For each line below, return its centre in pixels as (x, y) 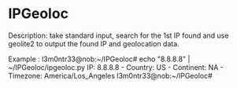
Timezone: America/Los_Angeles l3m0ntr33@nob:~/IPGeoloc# (110, 75)
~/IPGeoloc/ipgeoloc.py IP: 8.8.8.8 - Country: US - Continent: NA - (116, 67)
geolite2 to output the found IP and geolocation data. (94, 43)
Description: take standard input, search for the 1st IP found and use (119, 35)
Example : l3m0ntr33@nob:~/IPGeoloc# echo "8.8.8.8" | (99, 59)
